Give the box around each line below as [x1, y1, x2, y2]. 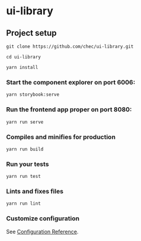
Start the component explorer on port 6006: [6, 78, 136, 86]
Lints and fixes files [6, 187, 64, 196]
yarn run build [6, 146, 44, 152]
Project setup [6, 28, 57, 38]
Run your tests [6, 159, 49, 168]
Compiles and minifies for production [6, 133, 116, 141]
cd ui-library [6, 54, 41, 60]
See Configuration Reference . [6, 228, 79, 235]
